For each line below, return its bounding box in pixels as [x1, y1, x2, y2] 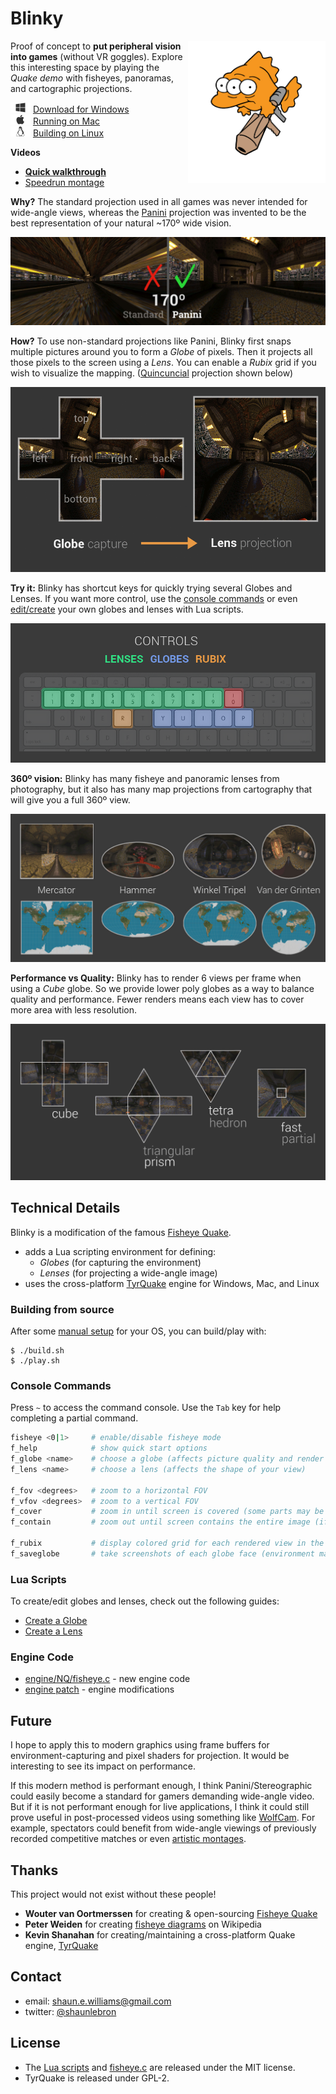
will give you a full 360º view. [10, 794, 131, 806]
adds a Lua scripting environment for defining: [24, 1245, 217, 1257]
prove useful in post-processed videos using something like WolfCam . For [10, 1812, 316, 1824]
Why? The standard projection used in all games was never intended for [10, 195, 308, 207]
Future [10, 1712, 53, 1729]
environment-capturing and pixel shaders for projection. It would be [10, 1750, 290, 1762]
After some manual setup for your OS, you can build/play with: [10, 1325, 267, 1337]
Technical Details [10, 1200, 121, 1217]
